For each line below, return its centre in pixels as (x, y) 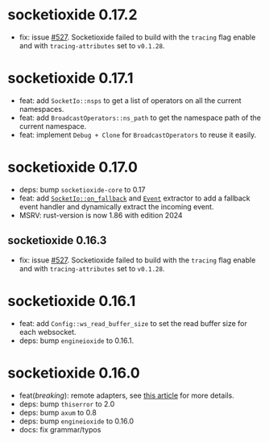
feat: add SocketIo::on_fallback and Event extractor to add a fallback (134, 198)
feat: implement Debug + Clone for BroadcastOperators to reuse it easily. (138, 134)
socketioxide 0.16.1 (72, 301)
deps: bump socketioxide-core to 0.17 (82, 189)
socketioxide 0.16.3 (57, 240)
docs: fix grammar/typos (60, 429)
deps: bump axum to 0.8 (58, 412)
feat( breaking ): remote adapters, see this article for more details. (126, 395)
